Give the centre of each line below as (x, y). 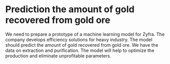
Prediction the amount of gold (70, 9)
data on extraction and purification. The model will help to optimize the (80, 50)
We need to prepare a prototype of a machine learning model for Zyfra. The (85, 34)
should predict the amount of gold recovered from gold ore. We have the (82, 45)
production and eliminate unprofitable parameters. (58, 56)
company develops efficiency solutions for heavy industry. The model (79, 40)
